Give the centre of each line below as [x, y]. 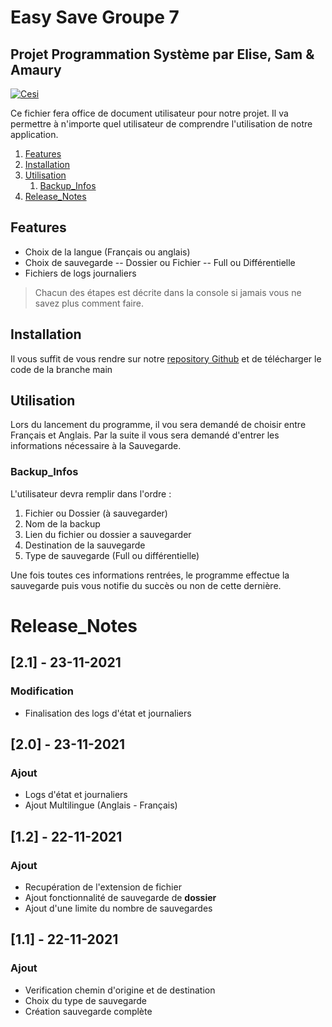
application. [34, 134]
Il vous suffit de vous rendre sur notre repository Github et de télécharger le [166, 358]
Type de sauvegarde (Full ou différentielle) [112, 555]
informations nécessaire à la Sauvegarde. [96, 446]
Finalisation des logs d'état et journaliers [108, 713]
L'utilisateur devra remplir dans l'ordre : [91, 493]
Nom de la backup [62, 523]
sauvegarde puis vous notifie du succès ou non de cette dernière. [146, 585]
